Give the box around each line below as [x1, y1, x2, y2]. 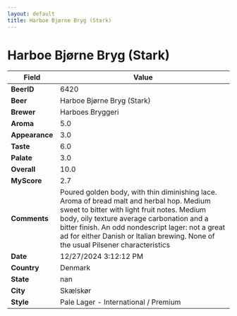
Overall [11, 165, 36, 175]
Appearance [11, 130, 54, 140]
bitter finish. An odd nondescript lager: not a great [59, 222, 226, 232]
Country [11, 263, 39, 273]
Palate [11, 153, 33, 163]
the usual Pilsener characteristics [59, 240, 171, 250]
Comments [11, 214, 49, 224]
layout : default [7, 10, 55, 18]
